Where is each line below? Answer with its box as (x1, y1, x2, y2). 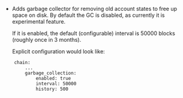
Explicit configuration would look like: (11, 48, 105, 55)
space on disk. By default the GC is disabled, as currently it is (11, 11, 165, 19)
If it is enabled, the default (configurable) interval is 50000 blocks (11, 30, 175, 37)
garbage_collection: (25, 70, 77, 76)
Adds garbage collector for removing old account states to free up (11, 5, 178, 12)
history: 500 (35, 86, 68, 92)
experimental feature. (11, 18, 66, 25)
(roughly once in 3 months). (11, 36, 82, 43)
